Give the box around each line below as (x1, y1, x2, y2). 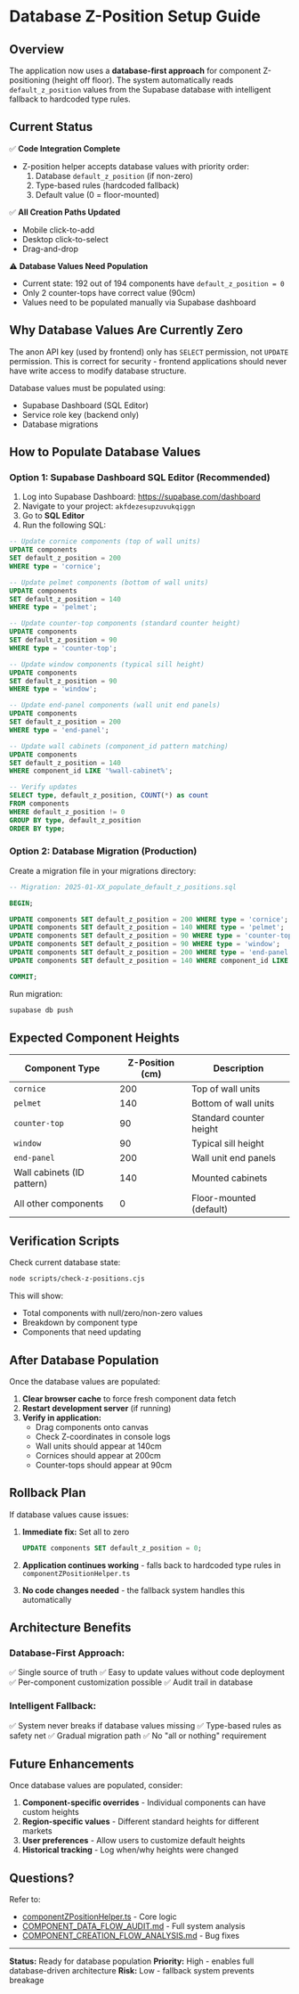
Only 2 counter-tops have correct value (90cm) (21, 287, 196, 298)
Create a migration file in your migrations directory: (9, 865, 197, 876)
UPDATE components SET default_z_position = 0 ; (21, 1543, 203, 1552)
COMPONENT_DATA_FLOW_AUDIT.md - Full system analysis (21, 1921, 246, 1932)
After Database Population (9, 1352, 159, 1368)
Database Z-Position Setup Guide (9, 6, 261, 27)
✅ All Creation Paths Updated (9, 207, 121, 217)
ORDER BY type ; (9, 824, 66, 833)
